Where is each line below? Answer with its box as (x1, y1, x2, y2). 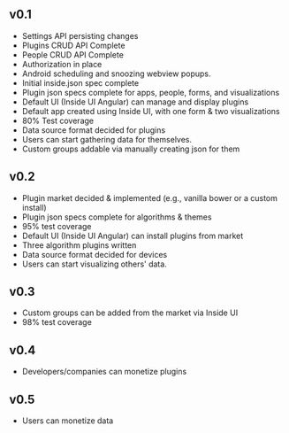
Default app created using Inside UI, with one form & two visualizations (21, 105, 280, 116)
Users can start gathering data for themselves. (21, 134, 193, 144)
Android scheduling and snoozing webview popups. (21, 68, 211, 79)
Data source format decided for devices (21, 249, 168, 259)
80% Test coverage (21, 115, 95, 126)
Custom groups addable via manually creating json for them (21, 143, 240, 154)
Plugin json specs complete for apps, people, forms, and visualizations (21, 87, 280, 97)
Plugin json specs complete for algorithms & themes (21, 212, 212, 222)
